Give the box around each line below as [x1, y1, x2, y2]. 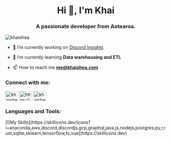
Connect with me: [5, 79, 51, 86]
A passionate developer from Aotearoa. [35, 23, 136, 30]
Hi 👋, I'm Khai [57, 5, 115, 16]
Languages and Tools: [5, 107, 61, 114]
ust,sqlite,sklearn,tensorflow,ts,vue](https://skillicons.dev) [5, 130, 128, 136]
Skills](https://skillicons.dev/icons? [17, 120, 91, 126]
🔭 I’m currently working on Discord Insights [12, 44, 104, 51]
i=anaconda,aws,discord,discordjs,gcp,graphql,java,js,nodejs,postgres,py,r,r [5, 125, 166, 131]
